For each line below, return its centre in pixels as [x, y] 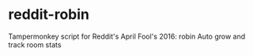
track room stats [35, 44]
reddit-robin [49, 15]
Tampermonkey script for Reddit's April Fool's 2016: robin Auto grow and [127, 36]
